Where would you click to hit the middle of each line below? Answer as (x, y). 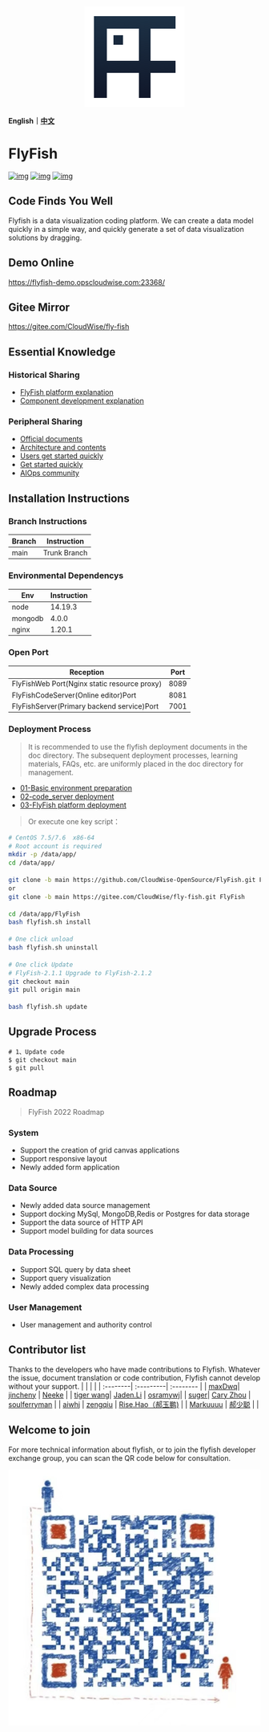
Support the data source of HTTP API (81, 1222)
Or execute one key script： (74, 821)
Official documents (51, 439)
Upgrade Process (52, 1032)
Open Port (29, 653)
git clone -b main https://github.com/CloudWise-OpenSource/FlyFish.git (132, 880)
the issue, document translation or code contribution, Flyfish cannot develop (134, 1377)
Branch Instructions (48, 521)
